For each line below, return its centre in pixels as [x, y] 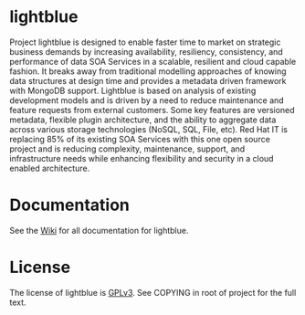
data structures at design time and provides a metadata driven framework [148, 80]
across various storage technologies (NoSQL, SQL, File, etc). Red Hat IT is [148, 129]
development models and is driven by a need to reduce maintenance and [147, 100]
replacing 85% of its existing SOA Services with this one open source [140, 139]
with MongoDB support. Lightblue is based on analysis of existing [133, 90]
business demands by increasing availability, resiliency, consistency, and [146, 51]
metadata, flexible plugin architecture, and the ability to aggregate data [143, 120]
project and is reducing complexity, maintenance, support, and [127, 149]
